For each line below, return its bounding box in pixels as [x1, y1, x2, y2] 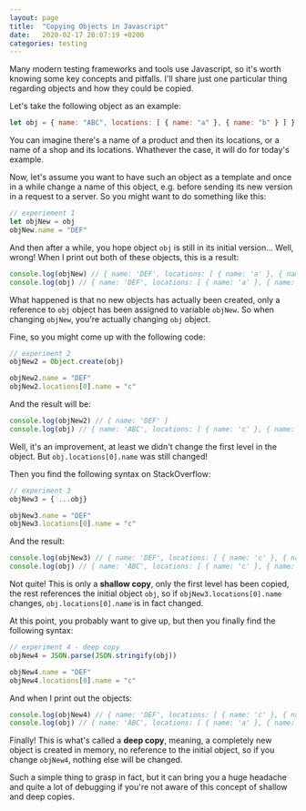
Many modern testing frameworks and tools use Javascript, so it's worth [9, 64, 281, 75]
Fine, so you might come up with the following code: [9, 331, 207, 342]
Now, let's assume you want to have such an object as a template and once [9, 172, 292, 183]
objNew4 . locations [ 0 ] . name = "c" [9, 675, 137, 685]
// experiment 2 [9, 349, 71, 358]
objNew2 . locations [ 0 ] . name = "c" [9, 382, 137, 391]
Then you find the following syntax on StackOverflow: [9, 468, 211, 479]
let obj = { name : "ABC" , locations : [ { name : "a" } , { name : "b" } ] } [9, 118, 296, 127]
